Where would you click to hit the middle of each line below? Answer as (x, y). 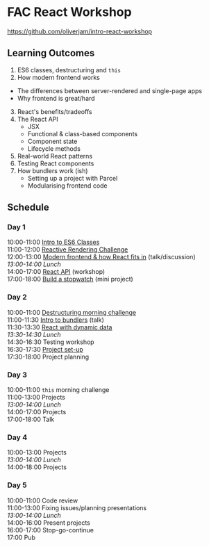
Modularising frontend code (67, 186)
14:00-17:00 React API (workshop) (56, 272)
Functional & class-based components (82, 133)
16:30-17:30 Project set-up (45, 349)
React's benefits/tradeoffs (55, 111)
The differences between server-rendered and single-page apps (110, 90)
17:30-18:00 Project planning (48, 357)
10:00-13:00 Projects (37, 452)
